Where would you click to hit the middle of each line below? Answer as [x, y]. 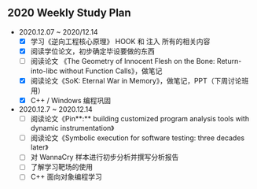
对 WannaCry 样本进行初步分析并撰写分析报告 [105, 157]
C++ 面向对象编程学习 [66, 177]
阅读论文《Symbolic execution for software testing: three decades [138, 138]
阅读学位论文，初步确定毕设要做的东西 [92, 51]
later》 [39, 147]
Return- [229, 61]
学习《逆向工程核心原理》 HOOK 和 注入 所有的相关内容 [120, 41]
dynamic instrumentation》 [72, 128]
